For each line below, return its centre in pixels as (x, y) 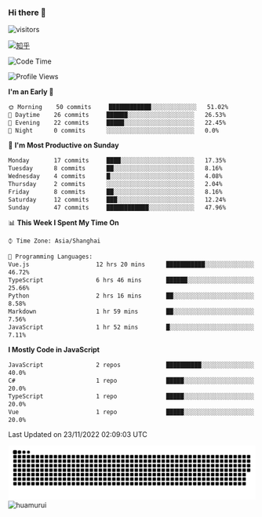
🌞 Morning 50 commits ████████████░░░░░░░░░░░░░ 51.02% (118, 107)
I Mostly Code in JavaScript (54, 350)
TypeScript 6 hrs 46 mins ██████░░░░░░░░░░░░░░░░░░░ (131, 280)
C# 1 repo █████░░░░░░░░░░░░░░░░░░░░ (131, 381)
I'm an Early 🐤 (31, 92)
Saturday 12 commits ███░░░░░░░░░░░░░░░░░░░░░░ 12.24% (117, 200)
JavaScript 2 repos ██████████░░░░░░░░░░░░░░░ (131, 365)
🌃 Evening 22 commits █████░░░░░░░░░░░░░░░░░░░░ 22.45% (117, 123)
